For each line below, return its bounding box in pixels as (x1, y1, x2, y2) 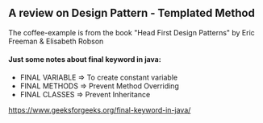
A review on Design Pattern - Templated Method (8, 6, 256, 20)
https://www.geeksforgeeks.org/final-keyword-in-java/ (8, 105, 191, 115)
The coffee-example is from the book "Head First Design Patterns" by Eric (8, 27, 256, 37)
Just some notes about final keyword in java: (8, 55, 161, 64)
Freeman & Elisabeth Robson (8, 36, 104, 46)
